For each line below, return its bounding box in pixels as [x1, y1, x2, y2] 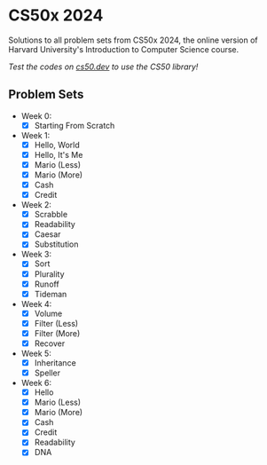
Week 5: [20, 348, 52, 359]
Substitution [34, 239, 79, 249]
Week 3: [20, 249, 52, 260]
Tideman [34, 288, 67, 299]
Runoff [34, 279, 59, 289]
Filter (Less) [34, 318, 79, 328]
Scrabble [34, 209, 68, 220]
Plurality [34, 268, 65, 280]
